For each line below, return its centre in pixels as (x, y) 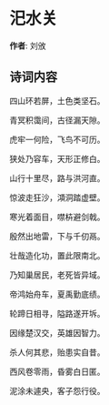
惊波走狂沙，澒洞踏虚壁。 (57, 197)
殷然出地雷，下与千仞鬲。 (57, 236)
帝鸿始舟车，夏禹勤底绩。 (57, 294)
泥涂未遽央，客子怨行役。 (57, 390)
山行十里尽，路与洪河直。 (57, 177)
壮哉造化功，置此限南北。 (57, 255)
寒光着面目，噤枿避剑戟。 (57, 217)
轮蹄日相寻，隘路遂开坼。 (57, 313)
